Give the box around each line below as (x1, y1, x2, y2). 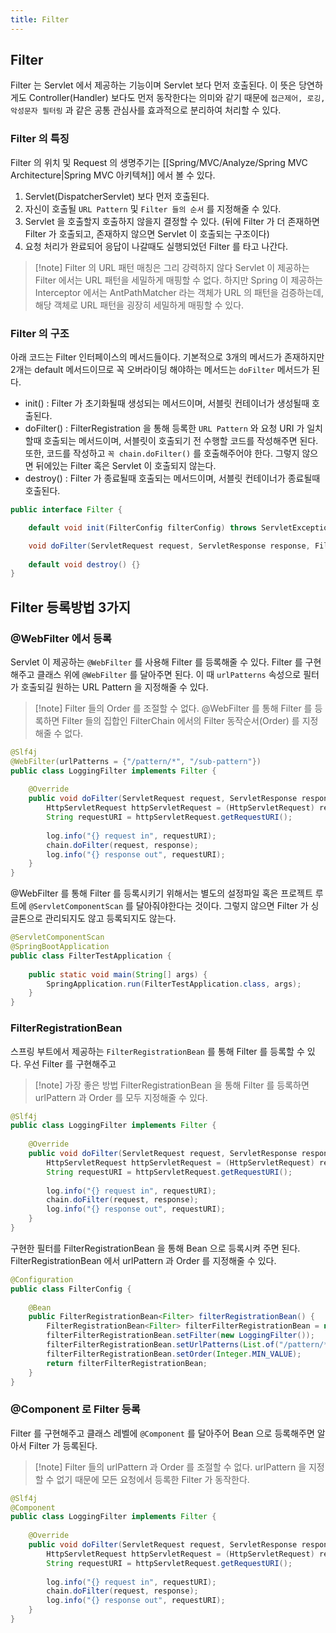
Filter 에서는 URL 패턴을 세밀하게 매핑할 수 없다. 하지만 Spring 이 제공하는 (34, 274, 323, 286)
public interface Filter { (10, 505, 123, 515)
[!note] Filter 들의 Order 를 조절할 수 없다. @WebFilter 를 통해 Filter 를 (34, 702, 313, 714)
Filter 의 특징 (10, 132, 70, 146)
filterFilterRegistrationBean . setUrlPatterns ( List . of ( (46, 1340, 280, 1350)
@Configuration (10, 1274, 74, 1285)
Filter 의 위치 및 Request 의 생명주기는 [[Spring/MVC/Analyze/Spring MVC (10, 156, 308, 168)
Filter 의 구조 (10, 326, 70, 340)
